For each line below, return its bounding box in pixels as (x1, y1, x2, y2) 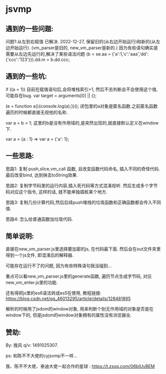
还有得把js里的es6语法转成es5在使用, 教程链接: (5, 290, 102, 296)
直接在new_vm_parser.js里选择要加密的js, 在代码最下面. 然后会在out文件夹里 (5, 246, 161, 252)
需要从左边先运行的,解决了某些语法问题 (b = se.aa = (5, 51, 111, 57)
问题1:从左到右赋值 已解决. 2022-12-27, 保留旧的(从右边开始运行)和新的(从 (5, 39, 156, 44)
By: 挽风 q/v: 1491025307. (5, 342, 58, 348)
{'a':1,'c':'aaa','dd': (111, 51, 149, 57)
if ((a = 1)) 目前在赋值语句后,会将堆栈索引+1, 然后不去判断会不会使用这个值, (5, 86, 158, 92)
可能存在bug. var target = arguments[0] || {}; (5, 92, 97, 98)
